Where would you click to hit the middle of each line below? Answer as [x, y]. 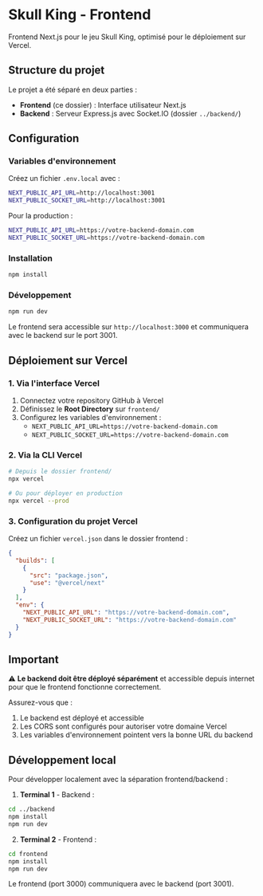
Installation [31, 258]
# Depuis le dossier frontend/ [60, 472]
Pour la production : [41, 216]
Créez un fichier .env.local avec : [65, 179]
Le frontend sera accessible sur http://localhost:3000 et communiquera [129, 327]
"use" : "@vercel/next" [67, 583]
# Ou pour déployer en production [66, 493]
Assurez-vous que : [41, 702]
